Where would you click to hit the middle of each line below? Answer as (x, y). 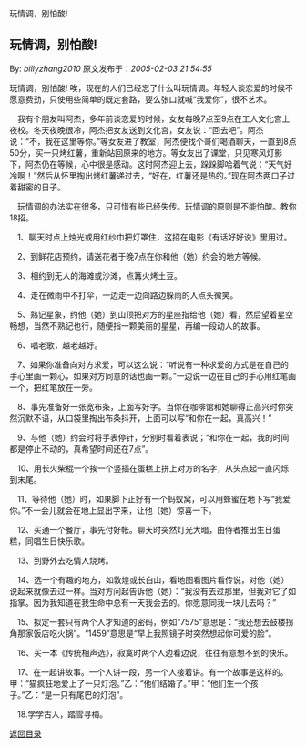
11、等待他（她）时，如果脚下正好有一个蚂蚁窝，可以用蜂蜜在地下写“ (146, 498)
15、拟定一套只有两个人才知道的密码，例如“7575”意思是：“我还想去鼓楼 (151, 621)
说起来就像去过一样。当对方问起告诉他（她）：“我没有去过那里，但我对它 (145, 591)
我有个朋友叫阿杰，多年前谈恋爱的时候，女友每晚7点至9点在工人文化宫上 (153, 118)
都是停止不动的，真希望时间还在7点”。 (82, 448)
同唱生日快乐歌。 (57, 541)
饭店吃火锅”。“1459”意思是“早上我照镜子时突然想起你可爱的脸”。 (155, 633)
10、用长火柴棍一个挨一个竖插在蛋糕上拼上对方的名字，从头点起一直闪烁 (153, 468)
